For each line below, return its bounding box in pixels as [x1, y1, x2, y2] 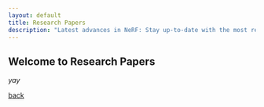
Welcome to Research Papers [8, 55, 156, 68]
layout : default [8, 11, 61, 20]
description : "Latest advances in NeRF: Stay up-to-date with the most [8, 26, 247, 34]
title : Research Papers [8, 19, 86, 27]
